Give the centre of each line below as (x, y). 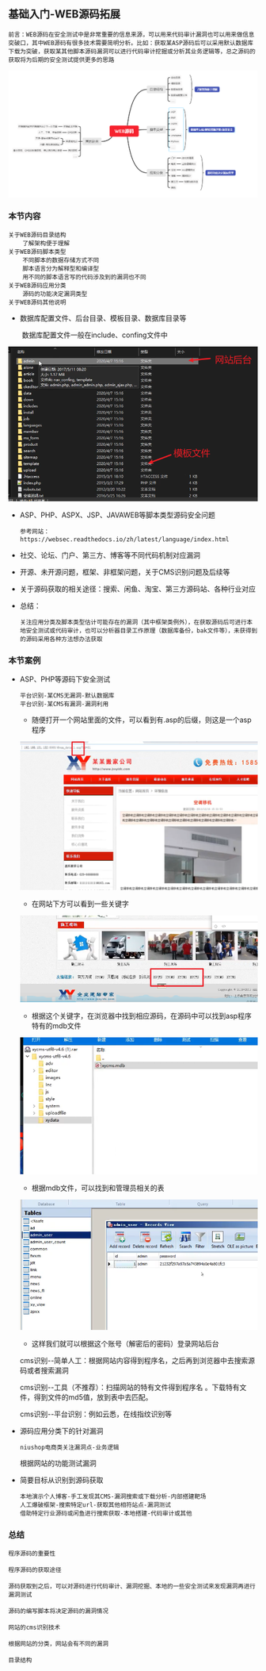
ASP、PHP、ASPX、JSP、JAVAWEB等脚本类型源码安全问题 (118, 515)
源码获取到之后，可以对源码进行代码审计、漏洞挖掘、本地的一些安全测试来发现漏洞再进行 (132, 1586)
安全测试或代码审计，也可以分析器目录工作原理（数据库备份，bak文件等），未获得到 (142, 631)
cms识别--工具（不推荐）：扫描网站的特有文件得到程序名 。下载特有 (129, 1388)
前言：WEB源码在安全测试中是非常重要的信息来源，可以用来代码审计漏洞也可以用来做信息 (131, 34)
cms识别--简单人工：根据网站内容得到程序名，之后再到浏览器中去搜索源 (137, 1361)
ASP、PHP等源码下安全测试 (65, 679)
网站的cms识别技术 (34, 1627)
